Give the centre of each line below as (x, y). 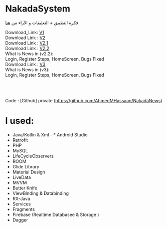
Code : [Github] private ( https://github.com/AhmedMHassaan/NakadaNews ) (84, 100)
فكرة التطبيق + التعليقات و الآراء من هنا (42, 23)
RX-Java (21, 198)
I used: (20, 121)
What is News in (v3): (27, 69)
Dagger (20, 220)
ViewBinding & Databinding (41, 193)
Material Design (29, 172)
